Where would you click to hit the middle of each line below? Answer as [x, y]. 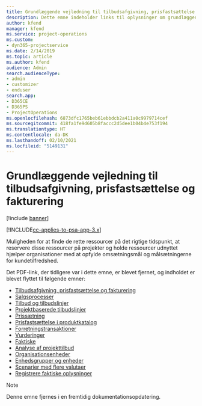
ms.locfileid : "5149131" [37, 146]
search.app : [21, 96]
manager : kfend [25, 29]
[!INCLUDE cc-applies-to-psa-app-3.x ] [54, 230]
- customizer [23, 85]
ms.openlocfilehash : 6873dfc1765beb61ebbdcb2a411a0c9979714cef [87, 118]
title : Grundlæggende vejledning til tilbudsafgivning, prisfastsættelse [101, 12]
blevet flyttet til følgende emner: [46, 278]
